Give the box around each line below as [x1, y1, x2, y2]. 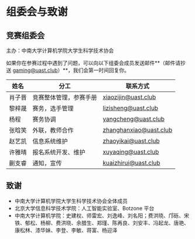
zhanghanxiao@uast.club [102, 126, 173, 134]
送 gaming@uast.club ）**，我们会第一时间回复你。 [6, 67, 130, 74]
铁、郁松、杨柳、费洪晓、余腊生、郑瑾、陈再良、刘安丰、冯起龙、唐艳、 [14, 219, 189, 226]
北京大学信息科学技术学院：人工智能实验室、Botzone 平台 [14, 205, 155, 212]
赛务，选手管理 [32, 105, 74, 112]
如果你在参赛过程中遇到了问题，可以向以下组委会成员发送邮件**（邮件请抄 [6, 60, 186, 66]
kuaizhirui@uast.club [102, 159, 160, 167]
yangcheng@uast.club [102, 115, 165, 123]
